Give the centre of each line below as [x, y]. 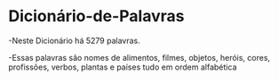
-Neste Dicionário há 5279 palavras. [74, 40]
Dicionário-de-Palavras [96, 16]
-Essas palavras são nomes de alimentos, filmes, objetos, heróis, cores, [139, 57]
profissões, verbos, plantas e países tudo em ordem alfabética [123, 67]
